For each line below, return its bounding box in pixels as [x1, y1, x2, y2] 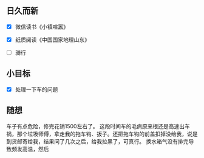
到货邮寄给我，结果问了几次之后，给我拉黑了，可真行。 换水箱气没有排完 [6, 137, 189, 145]
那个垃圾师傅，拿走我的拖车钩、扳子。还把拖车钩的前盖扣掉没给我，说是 [16, 130, 198, 137]
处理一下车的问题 [15, 86, 58, 93]
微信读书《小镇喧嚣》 [15, 23, 69, 30]
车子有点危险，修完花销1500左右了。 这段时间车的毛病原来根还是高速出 [6, 122, 185, 129]
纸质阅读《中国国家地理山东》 [15, 36, 90, 43]
